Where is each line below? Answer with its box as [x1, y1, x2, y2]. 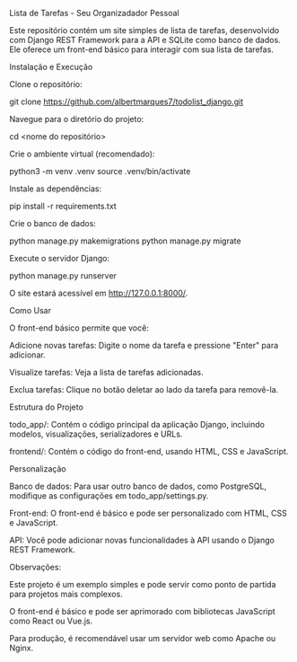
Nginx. [9, 642, 34, 653]
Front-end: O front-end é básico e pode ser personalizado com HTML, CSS [9, 508, 287, 518]
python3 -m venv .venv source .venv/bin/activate [9, 166, 191, 176]
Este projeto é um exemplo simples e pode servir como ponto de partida [9, 579, 276, 589]
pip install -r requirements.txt [9, 201, 117, 211]
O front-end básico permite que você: [9, 322, 150, 333]
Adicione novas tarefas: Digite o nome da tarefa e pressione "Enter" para [9, 340, 279, 350]
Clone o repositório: [9, 79, 83, 89]
